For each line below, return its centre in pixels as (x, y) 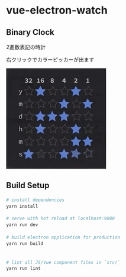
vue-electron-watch (57, 10)
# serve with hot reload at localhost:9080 (61, 219)
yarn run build (25, 243)
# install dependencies (35, 200)
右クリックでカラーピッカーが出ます (50, 59)
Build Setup (28, 186)
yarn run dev (22, 225)
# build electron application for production (63, 237)
